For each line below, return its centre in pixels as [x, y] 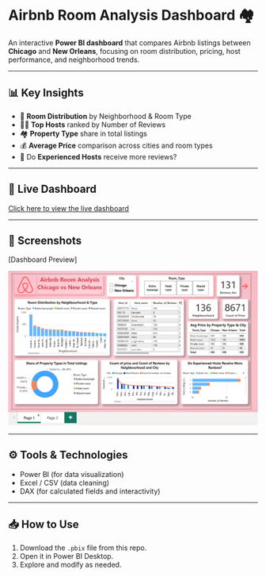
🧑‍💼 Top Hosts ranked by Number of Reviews [93, 125]
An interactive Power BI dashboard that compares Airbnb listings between [129, 42]
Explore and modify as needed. [70, 564]
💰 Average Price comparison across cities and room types [116, 145]
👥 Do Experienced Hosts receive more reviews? [98, 156]
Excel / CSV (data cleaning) [64, 483]
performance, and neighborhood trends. [74, 60]
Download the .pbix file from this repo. [83, 548]
